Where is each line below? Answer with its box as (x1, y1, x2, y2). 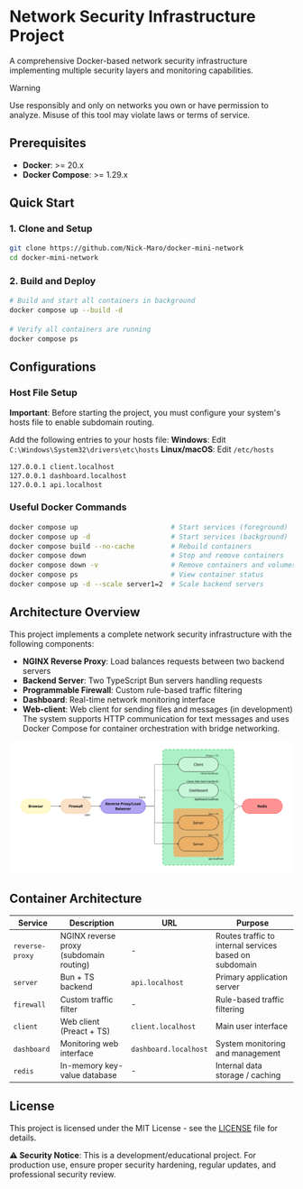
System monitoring (215, 1038, 286, 1049)
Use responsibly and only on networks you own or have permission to (9, 99, 269, 110)
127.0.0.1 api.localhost (9, 480, 103, 489)
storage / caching (215, 1070, 281, 1081)
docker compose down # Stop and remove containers (9, 551, 284, 560)
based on (215, 950, 251, 961)
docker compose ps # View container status (9, 570, 264, 579)
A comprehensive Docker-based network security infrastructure (9, 55, 248, 66)
